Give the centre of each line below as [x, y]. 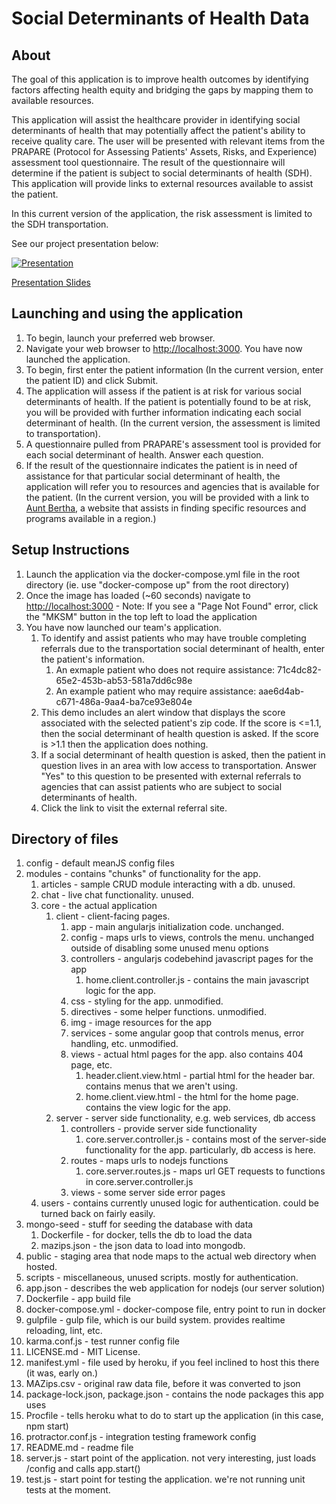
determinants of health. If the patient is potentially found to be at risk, [168, 401]
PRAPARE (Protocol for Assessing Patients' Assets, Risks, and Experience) [164, 151]
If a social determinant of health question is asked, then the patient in [183, 754]
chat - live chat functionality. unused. [117, 895]
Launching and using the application [127, 313]
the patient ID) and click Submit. [92, 380]
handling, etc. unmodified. [124, 1044]
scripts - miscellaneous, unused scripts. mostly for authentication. [162, 1278]
